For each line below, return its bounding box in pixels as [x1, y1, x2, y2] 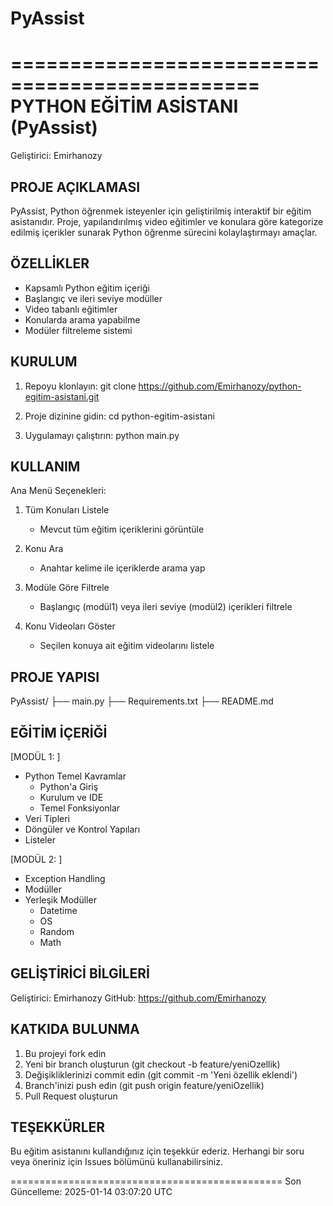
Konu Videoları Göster [24, 620, 116, 632]
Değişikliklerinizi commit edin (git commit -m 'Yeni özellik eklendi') [24, 1068, 298, 1081]
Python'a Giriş [39, 781, 99, 792]
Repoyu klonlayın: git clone [24, 380, 137, 392]
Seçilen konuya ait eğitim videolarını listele [39, 640, 215, 652]
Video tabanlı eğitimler [24, 303, 118, 315]
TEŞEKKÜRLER [10, 1119, 106, 1136]
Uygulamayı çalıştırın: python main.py [24, 429, 180, 441]
